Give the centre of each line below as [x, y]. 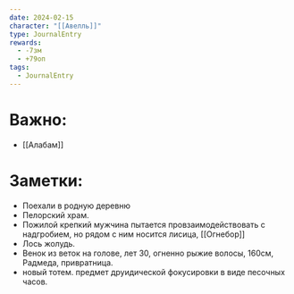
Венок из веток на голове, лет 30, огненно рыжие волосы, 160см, [148, 253]
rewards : [25, 42]
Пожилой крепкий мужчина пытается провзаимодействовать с [143, 224]
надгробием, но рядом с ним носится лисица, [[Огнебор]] [134, 234]
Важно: [38, 119]
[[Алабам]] [43, 145]
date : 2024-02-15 [42, 17]
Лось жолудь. [49, 243]
